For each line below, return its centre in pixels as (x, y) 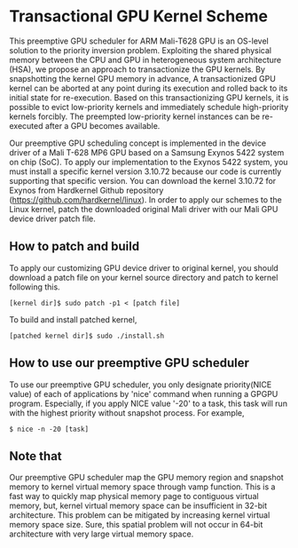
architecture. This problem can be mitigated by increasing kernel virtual (140, 515)
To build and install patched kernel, (73, 319)
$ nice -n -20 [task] (49, 429)
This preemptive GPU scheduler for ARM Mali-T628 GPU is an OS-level (139, 41)
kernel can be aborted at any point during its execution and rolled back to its (149, 88)
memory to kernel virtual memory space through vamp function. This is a (142, 487)
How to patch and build (74, 246)
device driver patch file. (52, 218)
